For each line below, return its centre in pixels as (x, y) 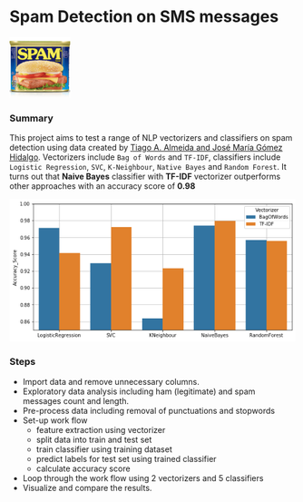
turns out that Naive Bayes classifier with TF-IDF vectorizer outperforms (145, 177)
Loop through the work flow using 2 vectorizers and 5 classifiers (143, 477)
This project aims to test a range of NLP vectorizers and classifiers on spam (151, 138)
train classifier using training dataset (104, 449)
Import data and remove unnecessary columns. (111, 381)
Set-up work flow (55, 420)
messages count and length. (76, 400)
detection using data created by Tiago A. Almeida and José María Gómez (146, 148)
